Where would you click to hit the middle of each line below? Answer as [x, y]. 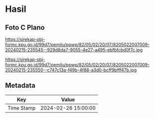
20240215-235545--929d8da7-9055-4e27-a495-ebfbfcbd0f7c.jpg [74, 50]
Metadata [20, 86]
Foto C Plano [25, 28]
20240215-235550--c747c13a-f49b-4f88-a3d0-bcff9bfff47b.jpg [71, 70]
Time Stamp [22, 108]
